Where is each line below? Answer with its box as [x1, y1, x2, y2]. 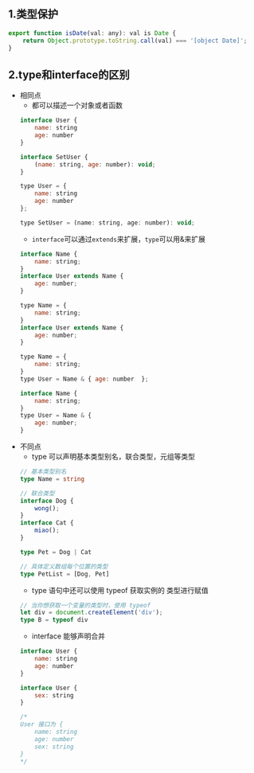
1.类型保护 [8, 7, 59, 21]
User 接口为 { [19, 720, 64, 728]
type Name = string [19, 474, 85, 483]
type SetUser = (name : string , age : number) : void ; [19, 218, 195, 227]
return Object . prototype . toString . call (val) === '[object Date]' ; [22, 37, 248, 45]
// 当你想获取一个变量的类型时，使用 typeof [19, 601, 151, 609]
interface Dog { [19, 497, 74, 505]
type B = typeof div [19, 616, 88, 624]
